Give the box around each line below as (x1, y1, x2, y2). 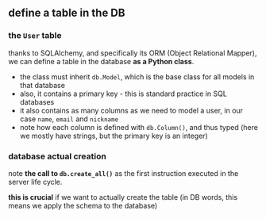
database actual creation (8, 151, 107, 162)
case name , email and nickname (19, 114, 119, 124)
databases (19, 97, 55, 106)
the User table (8, 30, 62, 41)
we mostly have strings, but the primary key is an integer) (19, 131, 208, 140)
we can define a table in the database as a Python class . (8, 56, 195, 66)
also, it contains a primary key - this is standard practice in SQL (19, 89, 228, 98)
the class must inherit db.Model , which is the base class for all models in (19, 71, 255, 82)
